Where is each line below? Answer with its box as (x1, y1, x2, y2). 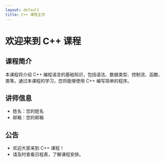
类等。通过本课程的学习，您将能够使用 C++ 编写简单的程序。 (5, 78, 132, 84)
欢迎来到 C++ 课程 (5, 35, 81, 47)
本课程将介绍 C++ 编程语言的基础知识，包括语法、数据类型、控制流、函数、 (5, 71, 163, 77)
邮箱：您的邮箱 (12, 115, 44, 121)
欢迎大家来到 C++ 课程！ (12, 145, 65, 151)
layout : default (5, 7, 39, 13)
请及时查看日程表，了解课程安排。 (12, 151, 84, 157)
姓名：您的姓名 (12, 108, 44, 114)
